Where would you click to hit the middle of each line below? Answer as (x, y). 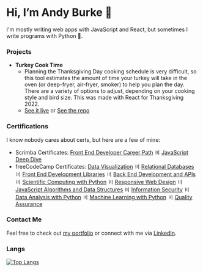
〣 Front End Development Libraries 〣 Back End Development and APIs (105, 174)
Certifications (28, 127)
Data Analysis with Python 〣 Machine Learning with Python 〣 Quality (104, 197)
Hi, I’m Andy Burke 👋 (59, 13)
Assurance (29, 204)
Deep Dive (28, 159)
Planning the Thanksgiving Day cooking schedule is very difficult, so (110, 72)
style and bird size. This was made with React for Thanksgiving (104, 98)
